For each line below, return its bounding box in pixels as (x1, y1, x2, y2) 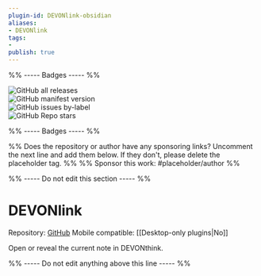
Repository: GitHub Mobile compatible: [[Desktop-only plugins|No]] (8, 228, 228, 237)
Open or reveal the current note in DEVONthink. (8, 243, 164, 252)
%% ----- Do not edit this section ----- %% (8, 174, 152, 183)
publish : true (8, 48, 56, 56)
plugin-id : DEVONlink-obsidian (8, 11, 112, 20)
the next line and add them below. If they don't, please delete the (8, 150, 221, 159)
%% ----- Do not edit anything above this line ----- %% (8, 259, 191, 268)
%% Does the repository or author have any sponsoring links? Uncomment (8, 142, 253, 151)
